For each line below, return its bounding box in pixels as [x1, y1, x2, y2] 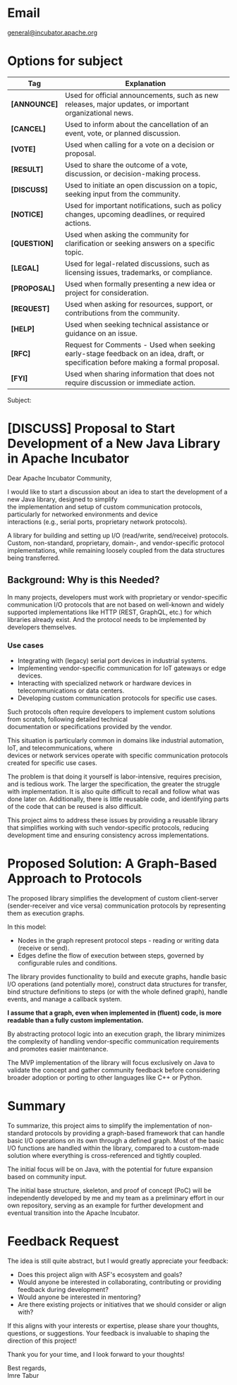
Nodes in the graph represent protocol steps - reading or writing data [17, 936, 219, 944]
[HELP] [11, 324, 35, 334]
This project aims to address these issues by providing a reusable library [7, 816, 219, 824]
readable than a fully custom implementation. [7, 1015, 144, 1024]
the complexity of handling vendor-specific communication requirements [7, 1037, 219, 1045]
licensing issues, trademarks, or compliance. [64, 267, 213, 277]
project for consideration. [64, 288, 150, 298]
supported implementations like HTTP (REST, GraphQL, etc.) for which [7, 608, 212, 616]
